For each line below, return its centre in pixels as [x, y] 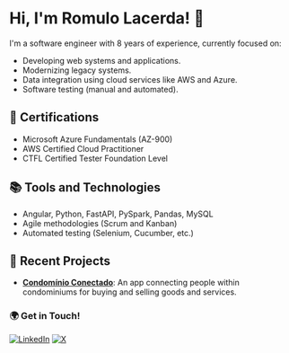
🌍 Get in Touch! [45, 316]
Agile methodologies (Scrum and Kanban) [100, 223]
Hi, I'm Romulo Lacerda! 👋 [107, 18]
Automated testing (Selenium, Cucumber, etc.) [108, 233]
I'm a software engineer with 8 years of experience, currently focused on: [145, 43]
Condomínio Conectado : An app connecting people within [131, 283]
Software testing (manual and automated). [100, 89]
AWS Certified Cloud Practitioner [83, 148]
